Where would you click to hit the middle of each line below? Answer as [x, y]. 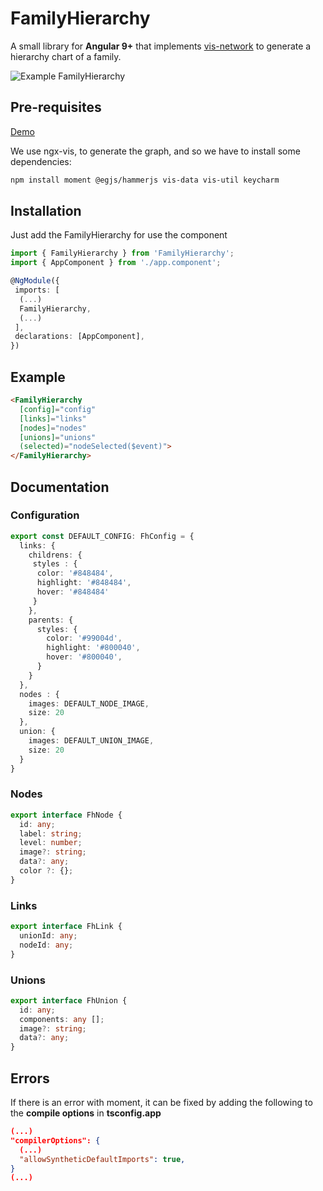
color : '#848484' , [75, 573]
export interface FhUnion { [69, 1000]
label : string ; [51, 833]
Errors [30, 1078]
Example [38, 377]
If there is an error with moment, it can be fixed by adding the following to [161, 1103]
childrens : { [55, 555]
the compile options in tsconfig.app [86, 1113]
